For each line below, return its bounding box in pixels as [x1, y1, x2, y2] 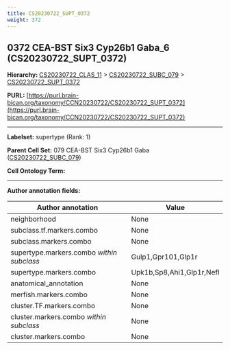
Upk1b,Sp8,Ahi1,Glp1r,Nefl [131, 268, 220, 277]
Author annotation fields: [7, 187, 81, 195]
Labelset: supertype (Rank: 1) [7, 133, 91, 141]
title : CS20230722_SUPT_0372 [7, 10, 90, 17]
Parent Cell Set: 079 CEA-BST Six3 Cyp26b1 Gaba [7, 146, 150, 154]
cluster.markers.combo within [10, 312, 106, 322]
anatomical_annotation [10, 279, 84, 288]
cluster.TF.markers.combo [10, 301, 96, 311]
